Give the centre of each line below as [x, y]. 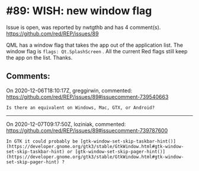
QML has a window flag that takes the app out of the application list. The [95, 45]
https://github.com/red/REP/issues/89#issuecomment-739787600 [87, 130]
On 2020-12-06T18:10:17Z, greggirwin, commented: [69, 91]
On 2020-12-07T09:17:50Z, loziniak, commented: [66, 124]
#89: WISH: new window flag [79, 11]
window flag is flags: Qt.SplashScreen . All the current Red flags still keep [97, 51]
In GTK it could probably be [42, 141]
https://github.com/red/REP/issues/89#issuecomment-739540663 [87, 96]
